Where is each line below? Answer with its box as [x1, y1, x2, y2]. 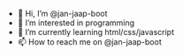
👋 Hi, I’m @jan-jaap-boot [17, 9, 108, 18]
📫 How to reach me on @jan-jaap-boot [17, 37, 162, 47]
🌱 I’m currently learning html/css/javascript [17, 27, 175, 37]
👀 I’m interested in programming [17, 17, 135, 28]
